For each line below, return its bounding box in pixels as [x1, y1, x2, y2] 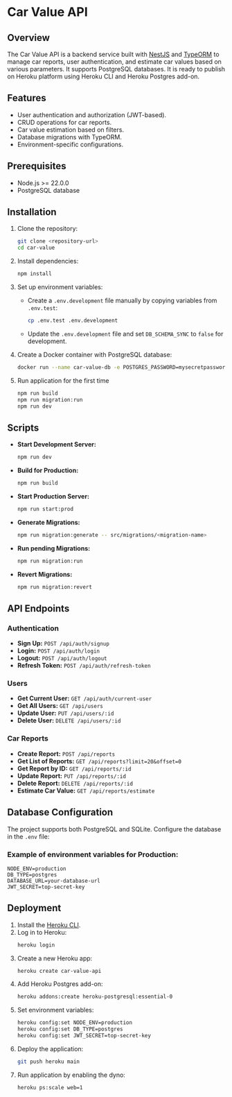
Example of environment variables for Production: [7, 849, 179, 859]
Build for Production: [17, 466, 79, 475]
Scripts [7, 422, 39, 433]
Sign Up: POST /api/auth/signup [17, 639, 109, 648]
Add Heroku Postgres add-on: [17, 980, 103, 988]
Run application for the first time [17, 376, 109, 385]
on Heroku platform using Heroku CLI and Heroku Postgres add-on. [7, 72, 199, 80]
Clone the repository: [17, 225, 78, 233]
